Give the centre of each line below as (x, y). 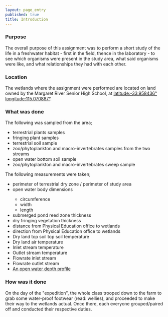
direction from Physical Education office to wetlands (66, 231)
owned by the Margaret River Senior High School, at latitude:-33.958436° (81, 93)
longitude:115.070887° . (28, 98)
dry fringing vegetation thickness (47, 221)
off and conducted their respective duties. (49, 309)
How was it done (26, 282)
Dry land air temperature (38, 242)
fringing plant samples (36, 138)
